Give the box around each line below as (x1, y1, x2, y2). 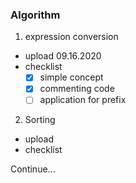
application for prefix (39, 94, 127, 106)
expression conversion (24, 31, 119, 43)
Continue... (10, 163, 56, 175)
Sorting (24, 114, 56, 126)
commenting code (39, 83, 115, 95)
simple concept (39, 71, 104, 83)
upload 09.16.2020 (24, 50, 102, 62)
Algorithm (10, 8, 61, 22)
